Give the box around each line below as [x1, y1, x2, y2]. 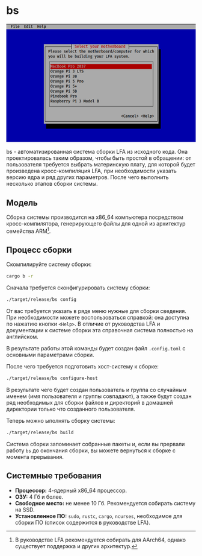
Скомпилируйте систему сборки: [6, 261, 92, 268]
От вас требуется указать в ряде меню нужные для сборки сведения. [6, 308, 186, 315]
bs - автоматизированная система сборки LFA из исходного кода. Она [6, 148, 188, 156]
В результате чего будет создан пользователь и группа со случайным [6, 387, 187, 394]
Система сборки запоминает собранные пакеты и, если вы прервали [6, 440, 185, 447]
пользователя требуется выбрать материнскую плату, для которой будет [6, 161, 195, 168]
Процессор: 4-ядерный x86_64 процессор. [14, 487, 127, 494]
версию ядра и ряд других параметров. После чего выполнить [6, 174, 170, 181]
